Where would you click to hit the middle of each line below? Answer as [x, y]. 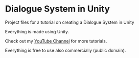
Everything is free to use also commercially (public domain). [66, 50]
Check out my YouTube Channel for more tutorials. [56, 41]
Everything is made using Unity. [37, 31]
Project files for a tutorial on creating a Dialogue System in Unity [70, 22]
